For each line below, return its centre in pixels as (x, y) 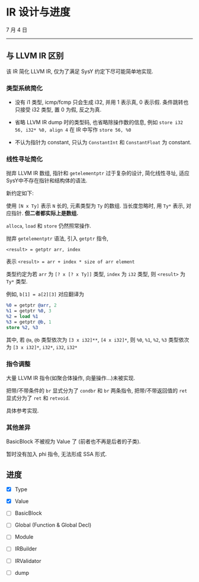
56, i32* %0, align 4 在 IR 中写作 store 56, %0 (73, 130)
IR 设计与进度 (38, 12)
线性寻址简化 (25, 159)
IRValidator (28, 561)
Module (24, 537)
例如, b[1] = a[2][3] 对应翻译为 (45, 294)
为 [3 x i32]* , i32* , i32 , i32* (42, 347)
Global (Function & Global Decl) (53, 525)
